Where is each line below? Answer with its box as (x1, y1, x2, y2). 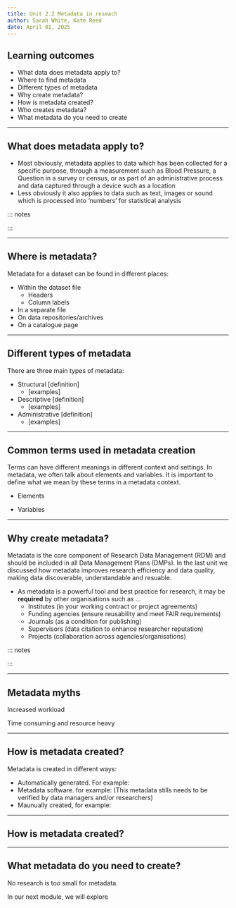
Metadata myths (7, 687, 81, 699)
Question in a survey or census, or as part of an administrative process (17, 174, 223, 182)
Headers (27, 290, 53, 299)
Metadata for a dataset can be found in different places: (7, 269, 169, 278)
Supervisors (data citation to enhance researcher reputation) (27, 625, 204, 633)
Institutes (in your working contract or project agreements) (27, 602, 198, 611)
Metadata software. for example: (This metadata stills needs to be (17, 785, 209, 794)
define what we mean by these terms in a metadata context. (7, 478, 181, 486)
